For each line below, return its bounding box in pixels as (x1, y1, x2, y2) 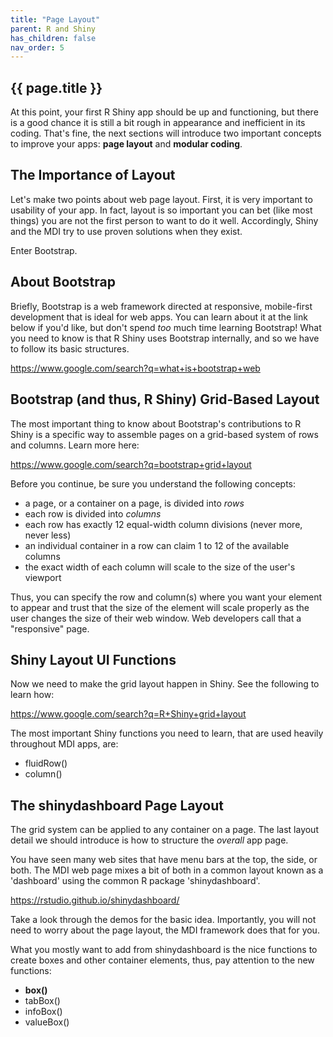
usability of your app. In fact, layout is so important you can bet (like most (10, 204, 313, 216)
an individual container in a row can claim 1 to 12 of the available (24, 539, 290, 551)
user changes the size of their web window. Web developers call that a (10, 612, 302, 624)
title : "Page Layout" (10, 14, 101, 25)
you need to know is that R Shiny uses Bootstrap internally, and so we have (10, 332, 320, 344)
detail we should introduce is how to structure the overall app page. (10, 834, 289, 846)
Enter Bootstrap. (10, 244, 78, 256)
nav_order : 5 (10, 42, 65, 53)
